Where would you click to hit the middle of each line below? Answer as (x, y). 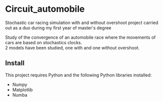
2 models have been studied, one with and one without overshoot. (72, 48)
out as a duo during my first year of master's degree (58, 27)
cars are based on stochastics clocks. (44, 42)
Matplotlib (22, 90)
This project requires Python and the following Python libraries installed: (79, 75)
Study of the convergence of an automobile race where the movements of (81, 37)
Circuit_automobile (45, 9)
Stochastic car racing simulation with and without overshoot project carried (82, 23)
